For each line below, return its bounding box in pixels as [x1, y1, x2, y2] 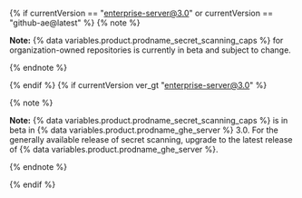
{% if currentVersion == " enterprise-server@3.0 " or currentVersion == [9, 8, 274, 18]
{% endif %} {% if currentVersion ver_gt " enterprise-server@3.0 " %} [9, 80, 268, 90]
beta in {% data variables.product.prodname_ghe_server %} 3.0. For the [9, 124, 279, 135]
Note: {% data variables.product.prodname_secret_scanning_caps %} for [9, 35, 284, 45]
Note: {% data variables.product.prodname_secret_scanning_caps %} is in [9, 115, 288, 125]
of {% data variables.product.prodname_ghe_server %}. [9, 144, 219, 154]
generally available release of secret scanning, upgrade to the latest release [9, 134, 293, 144]
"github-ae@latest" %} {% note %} [9, 17, 141, 28]
